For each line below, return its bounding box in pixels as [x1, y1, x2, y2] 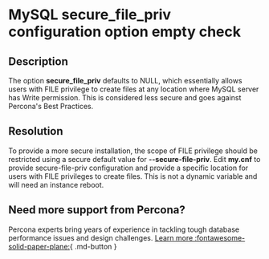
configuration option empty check [8, 22, 241, 41]
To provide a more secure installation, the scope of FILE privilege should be [8, 146, 259, 156]
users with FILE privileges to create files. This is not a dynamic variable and [8, 171, 258, 181]
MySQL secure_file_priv [8, 6, 171, 24]
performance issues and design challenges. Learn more [8, 233, 194, 242]
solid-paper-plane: [8, 241, 71, 251]
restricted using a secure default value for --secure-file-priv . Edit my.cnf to [8, 154, 261, 164]
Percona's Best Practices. [8, 102, 94, 111]
